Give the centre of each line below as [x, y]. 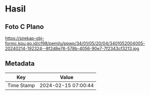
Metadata [20, 64]
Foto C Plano [24, 27]
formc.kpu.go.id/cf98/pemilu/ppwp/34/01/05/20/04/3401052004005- [75, 43]
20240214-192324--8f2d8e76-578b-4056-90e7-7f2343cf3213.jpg [72, 48]
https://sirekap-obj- [25, 38]
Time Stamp [21, 85]
